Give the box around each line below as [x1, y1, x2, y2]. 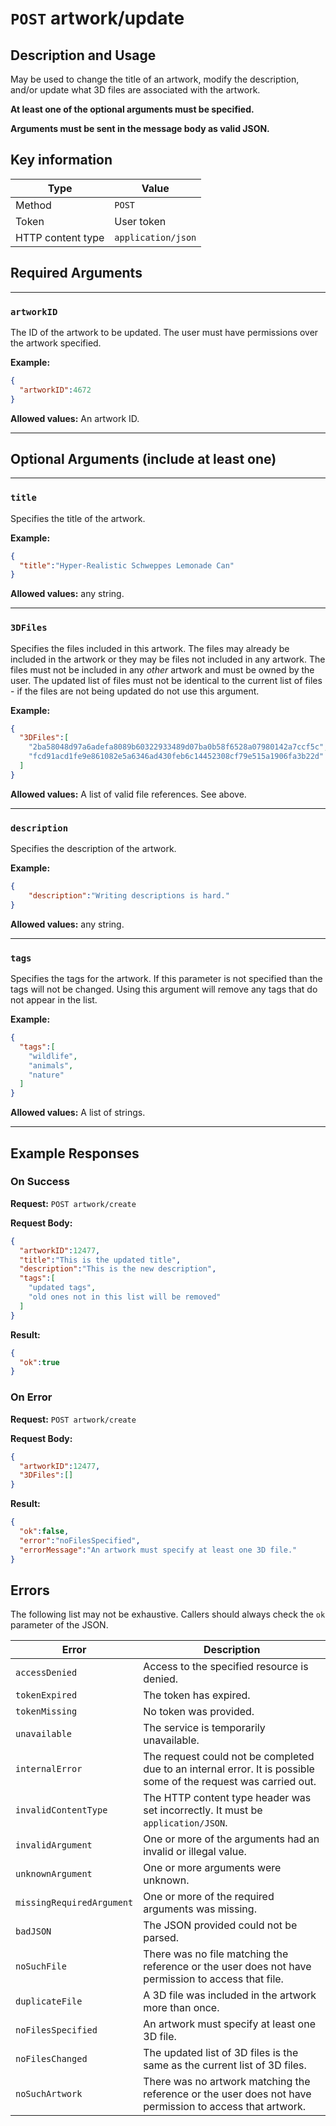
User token [114, 214, 167, 228]
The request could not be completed [143, 1750, 315, 1764]
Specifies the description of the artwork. [10, 843, 177, 855]
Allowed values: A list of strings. [10, 1107, 146, 1119]
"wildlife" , [28, 1051, 78, 1061]
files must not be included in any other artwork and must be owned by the [10, 663, 315, 676]
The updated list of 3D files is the [143, 2046, 299, 2060]
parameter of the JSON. [10, 1619, 109, 1631]
